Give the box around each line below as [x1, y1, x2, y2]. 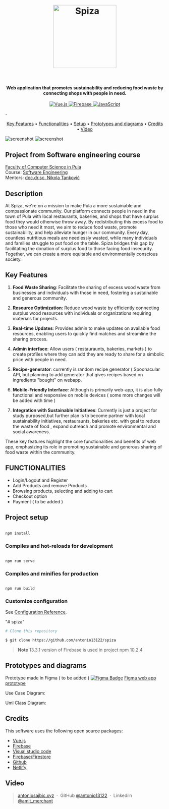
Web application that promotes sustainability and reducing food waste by [6, 85, 163, 91]
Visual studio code [12, 748, 51, 754]
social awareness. [12, 428, 50, 435]
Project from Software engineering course [5, 150, 141, 159]
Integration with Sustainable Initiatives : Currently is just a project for [12, 407, 157, 413]
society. [5, 256, 22, 262]
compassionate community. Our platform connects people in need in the [5, 208, 155, 214]
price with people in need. [12, 356, 67, 362]
